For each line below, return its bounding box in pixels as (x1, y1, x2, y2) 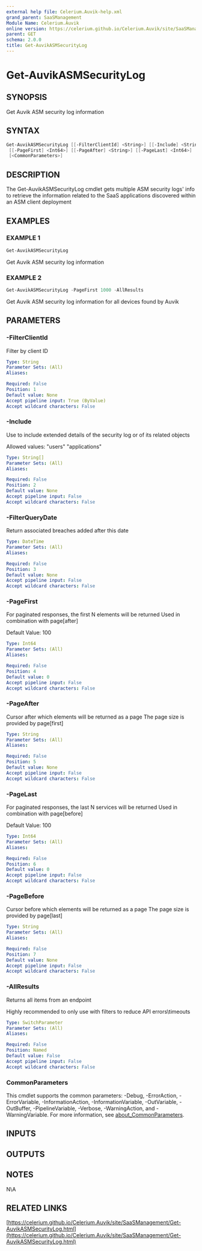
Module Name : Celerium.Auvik (6, 20, 79, 26)
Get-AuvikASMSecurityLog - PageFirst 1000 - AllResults (6, 287, 144, 293)
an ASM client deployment (6, 198, 72, 205)
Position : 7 (6, 951, 36, 958)
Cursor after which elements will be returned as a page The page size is (6, 713, 185, 720)
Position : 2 (6, 482, 36, 488)
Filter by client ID (6, 347, 48, 354)
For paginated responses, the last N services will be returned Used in (6, 803, 178, 811)
